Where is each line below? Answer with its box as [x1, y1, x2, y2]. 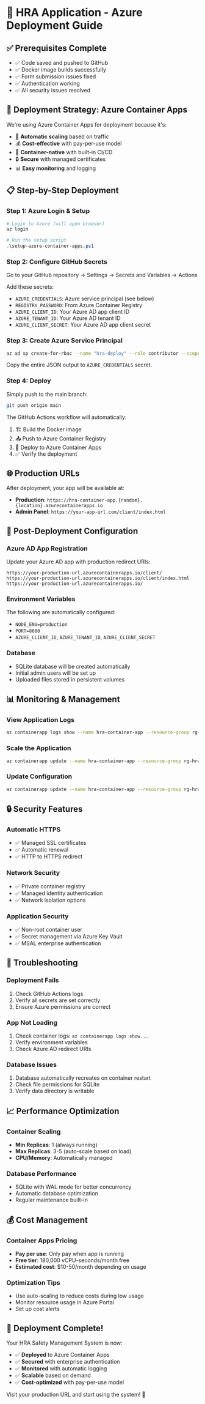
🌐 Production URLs [6, 468, 81, 479]
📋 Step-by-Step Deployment [6, 185, 119, 196]
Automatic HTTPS [6, 825, 61, 834]
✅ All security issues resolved [15, 87, 90, 94]
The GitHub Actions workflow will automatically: [6, 413, 127, 421]
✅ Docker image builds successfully [15, 66, 107, 73]
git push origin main [6, 402, 62, 409]
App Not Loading [6, 1018, 58, 1027]
